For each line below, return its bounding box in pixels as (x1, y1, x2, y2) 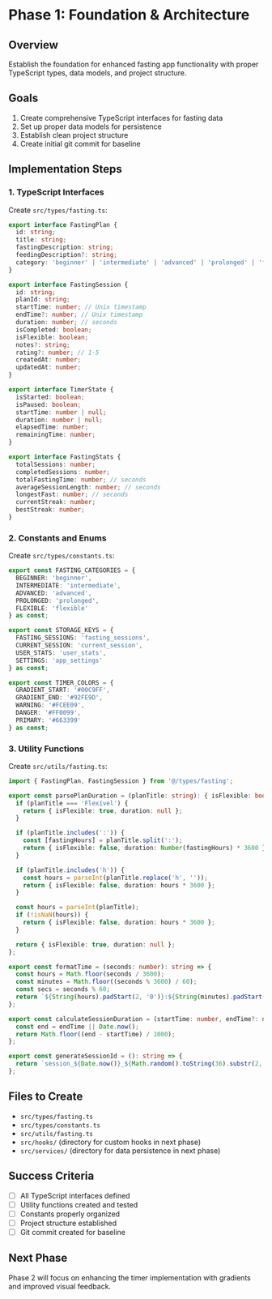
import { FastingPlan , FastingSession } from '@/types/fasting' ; (8, 776, 233, 785)
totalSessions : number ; (15, 460, 96, 468)
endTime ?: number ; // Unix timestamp (15, 310, 143, 319)
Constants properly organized (19, 1209, 120, 1219)
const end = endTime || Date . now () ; (15, 1023, 139, 1031)
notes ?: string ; (15, 340, 70, 349)
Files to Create (8, 1090, 83, 1104)
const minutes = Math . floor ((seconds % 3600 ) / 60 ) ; (15, 978, 198, 986)
